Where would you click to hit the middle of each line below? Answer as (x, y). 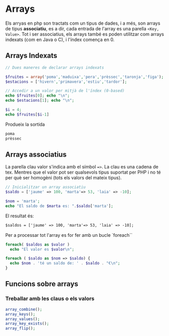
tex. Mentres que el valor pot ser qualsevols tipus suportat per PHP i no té (83, 172)
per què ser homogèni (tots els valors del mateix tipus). (64, 178)
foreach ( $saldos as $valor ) (38, 245)
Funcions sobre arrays (42, 284)
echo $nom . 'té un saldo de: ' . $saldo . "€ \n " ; (65, 263)
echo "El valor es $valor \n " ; (42, 249)
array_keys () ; (20, 314)
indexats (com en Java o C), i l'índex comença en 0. (60, 40)
